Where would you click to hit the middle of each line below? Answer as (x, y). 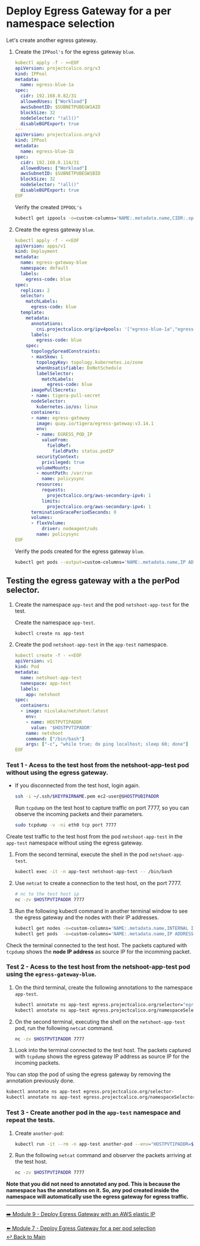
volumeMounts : (54, 468)
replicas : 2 (35, 290)
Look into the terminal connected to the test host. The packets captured (103, 1050)
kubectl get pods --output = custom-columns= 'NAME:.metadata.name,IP (100, 562)
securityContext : (58, 457)
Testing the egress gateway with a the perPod (93, 581)
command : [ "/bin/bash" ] (55, 739)
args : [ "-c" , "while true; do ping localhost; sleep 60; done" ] (107, 744)
